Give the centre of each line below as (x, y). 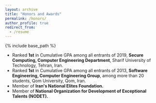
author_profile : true (27, 23)
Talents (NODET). (30, 96)
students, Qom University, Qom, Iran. (49, 81)
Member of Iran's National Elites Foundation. (58, 86)
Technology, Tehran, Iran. (38, 65)
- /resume (19, 32)
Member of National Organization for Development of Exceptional (79, 91)
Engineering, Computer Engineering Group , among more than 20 (78, 76)
